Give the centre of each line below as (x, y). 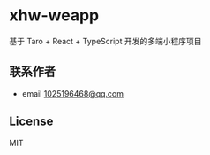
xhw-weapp (54, 15)
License (31, 122)
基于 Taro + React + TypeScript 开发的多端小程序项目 (105, 41)
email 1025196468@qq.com (72, 93)
